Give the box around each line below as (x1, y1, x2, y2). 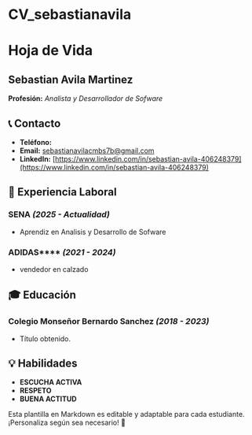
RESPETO (19, 386, 52, 396)
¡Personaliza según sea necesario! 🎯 (8, 418, 126, 427)
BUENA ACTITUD (19, 394, 77, 403)
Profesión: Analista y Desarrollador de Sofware (8, 94, 163, 103)
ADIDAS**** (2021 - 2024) (8, 247, 116, 258)
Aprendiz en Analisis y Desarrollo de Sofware (19, 227, 166, 236)
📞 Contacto (8, 117, 61, 130)
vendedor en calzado (19, 264, 89, 273)
